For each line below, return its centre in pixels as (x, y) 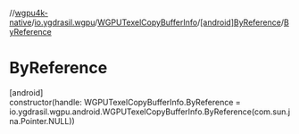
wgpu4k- (32, 13)
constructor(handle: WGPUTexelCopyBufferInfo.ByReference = (125, 102)
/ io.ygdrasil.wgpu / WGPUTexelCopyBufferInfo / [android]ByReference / (157, 22)
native (21, 22)
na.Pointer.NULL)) (42, 121)
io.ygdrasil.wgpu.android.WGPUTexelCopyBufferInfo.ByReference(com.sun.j (150, 112)
